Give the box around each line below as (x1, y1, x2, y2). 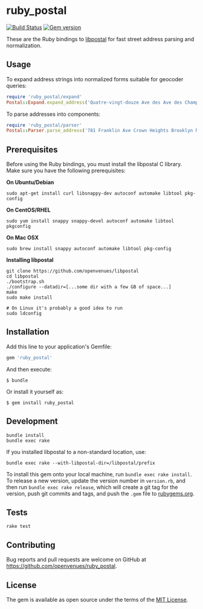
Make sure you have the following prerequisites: (6, 167, 126, 175)
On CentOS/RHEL (6, 207, 51, 214)
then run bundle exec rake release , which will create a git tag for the (6, 483, 178, 491)
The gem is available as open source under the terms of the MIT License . (6, 596, 188, 603)
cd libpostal (6, 273, 39, 279)
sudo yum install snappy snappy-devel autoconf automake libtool (6, 218, 174, 224)
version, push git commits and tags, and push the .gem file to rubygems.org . (6, 490, 195, 497)
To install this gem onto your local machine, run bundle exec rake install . (6, 470, 192, 478)
